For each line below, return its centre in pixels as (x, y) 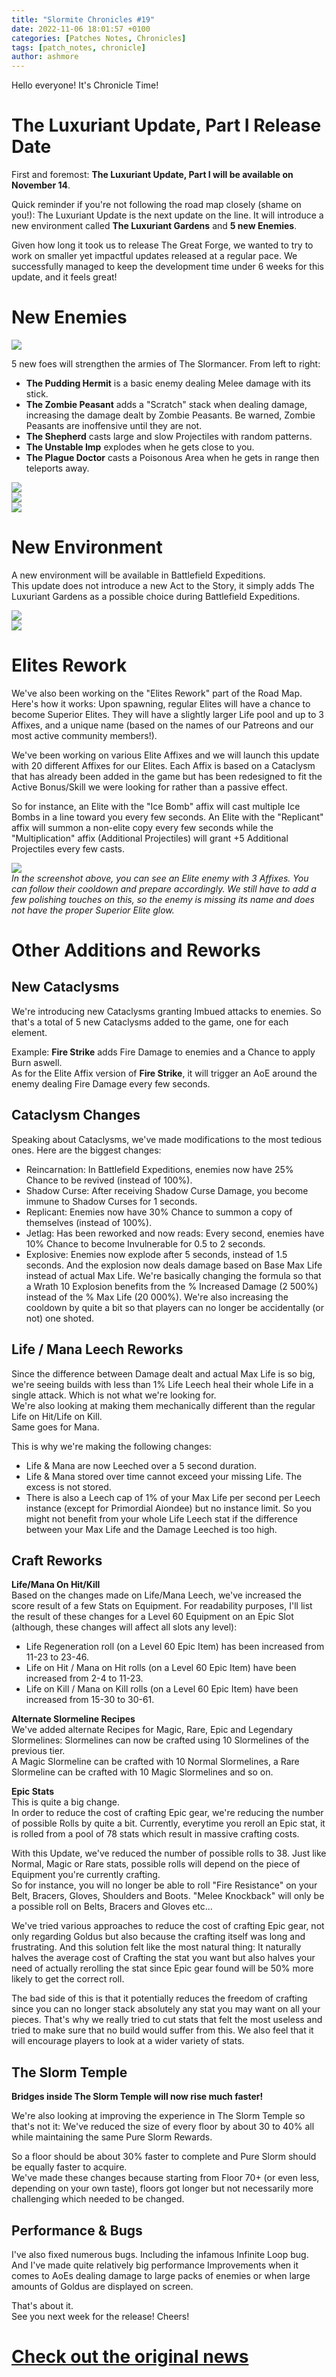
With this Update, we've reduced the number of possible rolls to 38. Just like (169, 1853)
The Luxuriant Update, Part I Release (166, 125)
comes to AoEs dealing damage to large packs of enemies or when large (161, 2275)
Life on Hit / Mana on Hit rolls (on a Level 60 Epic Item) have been (161, 1668)
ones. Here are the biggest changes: (86, 1150)
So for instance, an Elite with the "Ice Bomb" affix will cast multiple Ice (156, 806)
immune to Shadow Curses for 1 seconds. (111, 1201)
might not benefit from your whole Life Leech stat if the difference (161, 1518)
